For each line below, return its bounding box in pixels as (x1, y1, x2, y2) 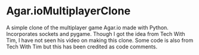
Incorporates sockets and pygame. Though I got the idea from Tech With (6, 30, 185, 37)
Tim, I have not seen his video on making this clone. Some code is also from (6, 36, 194, 44)
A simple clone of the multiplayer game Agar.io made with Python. (6, 24, 169, 31)
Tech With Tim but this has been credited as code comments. (6, 43, 158, 50)
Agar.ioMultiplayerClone (6, 4, 131, 18)
